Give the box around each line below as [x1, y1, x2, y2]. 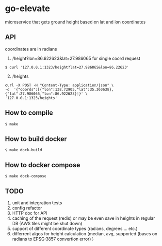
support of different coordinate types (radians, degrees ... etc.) [12, 226, 138, 231]
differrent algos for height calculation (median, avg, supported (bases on [12, 231, 158, 236]
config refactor [12, 205, 42, 211]
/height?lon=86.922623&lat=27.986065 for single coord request [12, 55, 141, 61]
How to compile [5, 109, 53, 117]
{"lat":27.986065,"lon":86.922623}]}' [5, 91, 83, 96]
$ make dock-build [5, 148, 42, 153]
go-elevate [5, 3, 50, 14]
